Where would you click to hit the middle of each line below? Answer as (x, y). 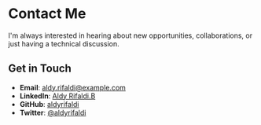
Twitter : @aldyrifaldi (53, 112)
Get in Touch (40, 69)
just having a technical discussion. (64, 43)
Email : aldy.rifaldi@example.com (72, 87)
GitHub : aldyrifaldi (49, 104)
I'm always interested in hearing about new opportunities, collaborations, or (130, 35)
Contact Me (47, 14)
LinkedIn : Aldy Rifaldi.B (57, 96)
